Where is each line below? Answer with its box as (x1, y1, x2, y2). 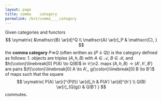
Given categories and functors (5, 30, 66, 35)
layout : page (5, 7, 31, 12)
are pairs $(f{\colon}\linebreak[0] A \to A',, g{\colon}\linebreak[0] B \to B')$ (5, 66, 155, 72)
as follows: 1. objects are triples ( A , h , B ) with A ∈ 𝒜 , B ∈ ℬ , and (5, 55, 133, 61)
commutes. (5, 92, 28, 98)
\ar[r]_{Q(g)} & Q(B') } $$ (56, 84, 106, 90)
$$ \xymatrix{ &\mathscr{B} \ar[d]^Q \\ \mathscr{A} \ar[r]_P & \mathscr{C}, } (5, 37, 157, 43)
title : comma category (5, 12, 57, 17)
